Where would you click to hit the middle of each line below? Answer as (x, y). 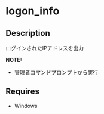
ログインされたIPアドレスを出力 (45, 48)
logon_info (33, 11)
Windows (26, 106)
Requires (23, 92)
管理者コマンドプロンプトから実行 (56, 72)
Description (28, 33)
